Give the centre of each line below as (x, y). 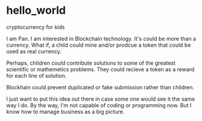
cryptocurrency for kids (36, 27)
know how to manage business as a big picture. (65, 111)
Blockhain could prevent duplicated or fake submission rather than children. (100, 87)
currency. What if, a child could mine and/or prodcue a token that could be (99, 45)
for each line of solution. (36, 75)
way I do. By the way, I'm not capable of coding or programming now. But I (99, 105)
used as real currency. (34, 51)
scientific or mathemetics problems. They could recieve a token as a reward (100, 69)
